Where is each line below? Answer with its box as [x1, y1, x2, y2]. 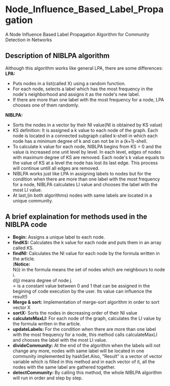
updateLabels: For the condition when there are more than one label [12, 326, 156, 332]
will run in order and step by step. [12, 375, 83, 381]
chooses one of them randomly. [12, 102, 80, 108]
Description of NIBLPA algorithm [5, 52, 110, 60]
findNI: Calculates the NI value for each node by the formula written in [12, 250, 160, 256]
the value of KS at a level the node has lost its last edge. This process [12, 160, 158, 166]
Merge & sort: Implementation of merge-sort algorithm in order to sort [12, 299, 160, 305]
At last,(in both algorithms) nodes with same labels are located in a [12, 192, 152, 198]
